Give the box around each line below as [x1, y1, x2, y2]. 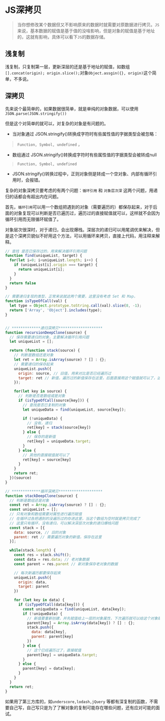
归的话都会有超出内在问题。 [5, 194, 61, 199]
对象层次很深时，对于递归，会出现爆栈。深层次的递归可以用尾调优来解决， [5, 226, 156, 232]
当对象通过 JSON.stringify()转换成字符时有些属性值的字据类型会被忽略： [12, 131, 159, 137]
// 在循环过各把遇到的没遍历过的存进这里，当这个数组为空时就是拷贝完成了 [9, 516, 141, 521]
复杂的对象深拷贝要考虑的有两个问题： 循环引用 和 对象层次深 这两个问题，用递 [5, 187, 158, 193]
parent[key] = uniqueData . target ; [27, 652, 98, 657]
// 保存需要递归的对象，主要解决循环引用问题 [9, 334, 89, 339]
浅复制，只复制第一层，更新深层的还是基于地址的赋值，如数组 [5, 63, 130, 69]
